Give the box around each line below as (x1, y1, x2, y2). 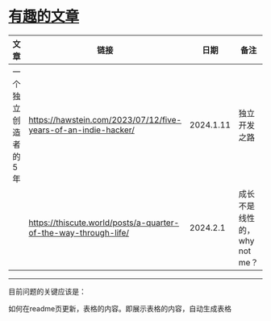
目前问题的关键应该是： (8, 286, 86, 296)
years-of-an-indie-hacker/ (28, 124, 135, 135)
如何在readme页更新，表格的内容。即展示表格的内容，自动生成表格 (8, 303, 232, 313)
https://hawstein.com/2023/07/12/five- (28, 114, 182, 125)
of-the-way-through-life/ (28, 227, 130, 238)
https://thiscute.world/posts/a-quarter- (28, 217, 180, 228)
